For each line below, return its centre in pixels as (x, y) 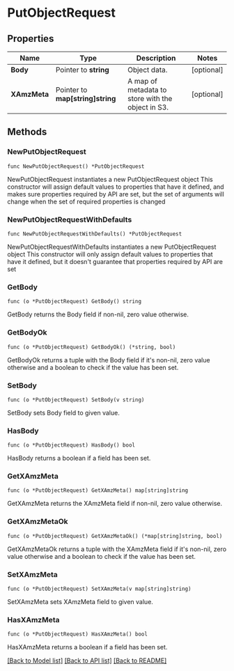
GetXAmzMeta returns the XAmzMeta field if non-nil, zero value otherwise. (115, 504)
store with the (150, 99)
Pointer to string (82, 70)
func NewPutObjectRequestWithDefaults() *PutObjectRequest (95, 234)
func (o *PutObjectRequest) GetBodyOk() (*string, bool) (92, 347)
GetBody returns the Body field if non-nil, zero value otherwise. (98, 314)
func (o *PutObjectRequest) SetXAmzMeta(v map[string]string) (99, 589)
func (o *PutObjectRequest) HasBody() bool (71, 445)
